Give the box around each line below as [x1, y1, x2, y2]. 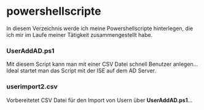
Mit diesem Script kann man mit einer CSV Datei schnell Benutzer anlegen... [6, 60, 198, 68]
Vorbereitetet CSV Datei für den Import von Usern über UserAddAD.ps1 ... [6, 96, 193, 104]
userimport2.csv [6, 82, 58, 91]
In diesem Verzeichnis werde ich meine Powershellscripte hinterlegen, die [6, 25, 194, 32]
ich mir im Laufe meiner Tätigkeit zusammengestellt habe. [6, 31, 153, 38]
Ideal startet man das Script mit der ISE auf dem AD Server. [6, 67, 157, 74]
